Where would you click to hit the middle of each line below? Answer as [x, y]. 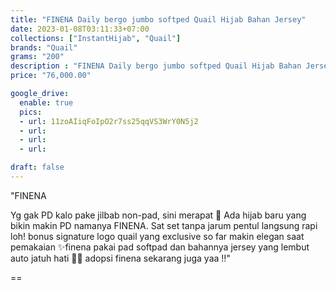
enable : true [46, 102]
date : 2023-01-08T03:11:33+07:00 [80, 29]
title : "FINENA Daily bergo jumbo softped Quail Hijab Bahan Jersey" [158, 19]
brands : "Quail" [44, 47]
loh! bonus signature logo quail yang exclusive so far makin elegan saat [157, 236]
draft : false [37, 167]
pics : [31, 112]
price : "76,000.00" [51, 76]
